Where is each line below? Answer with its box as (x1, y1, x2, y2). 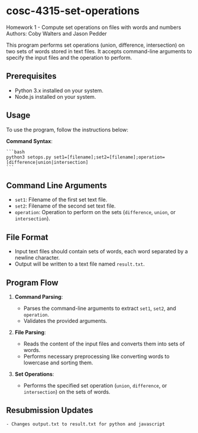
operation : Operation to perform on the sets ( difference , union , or (14, 209, 176, 216)
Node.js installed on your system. (14, 93, 96, 100)
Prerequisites (6, 71, 57, 81)
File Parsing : (14, 329, 46, 335)
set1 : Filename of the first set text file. (14, 196, 108, 203)
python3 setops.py (6, 154, 51, 160)
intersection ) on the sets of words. (23, 389, 111, 395)
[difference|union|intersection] (6, 159, 89, 165)
